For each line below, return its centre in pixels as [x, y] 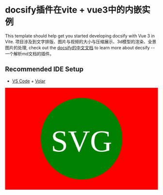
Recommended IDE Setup [44, 69]
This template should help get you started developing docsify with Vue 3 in [80, 36]
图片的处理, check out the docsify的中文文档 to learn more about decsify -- [80, 48]
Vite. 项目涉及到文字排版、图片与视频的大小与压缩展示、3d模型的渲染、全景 [81, 41]
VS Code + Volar [29, 81]
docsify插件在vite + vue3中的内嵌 [73, 10]
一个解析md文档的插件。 [30, 53]
